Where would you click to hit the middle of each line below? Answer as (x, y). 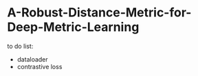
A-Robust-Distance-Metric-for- (99, 13)
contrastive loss (40, 66)
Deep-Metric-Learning (73, 27)
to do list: (20, 46)
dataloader (32, 59)
